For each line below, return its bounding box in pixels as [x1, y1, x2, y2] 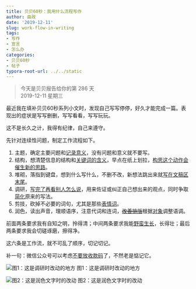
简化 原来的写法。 [14, 193, 56, 200]
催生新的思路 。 [14, 164, 51, 171]
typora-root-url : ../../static [6, 68, 82, 74]
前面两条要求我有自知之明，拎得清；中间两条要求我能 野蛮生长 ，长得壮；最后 [6, 220, 190, 227]
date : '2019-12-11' [6, 19, 54, 25]
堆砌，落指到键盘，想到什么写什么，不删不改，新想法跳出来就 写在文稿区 [14, 171, 188, 178]
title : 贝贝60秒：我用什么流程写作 [6, 8, 82, 15]
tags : [6, 30, 19, 36]
